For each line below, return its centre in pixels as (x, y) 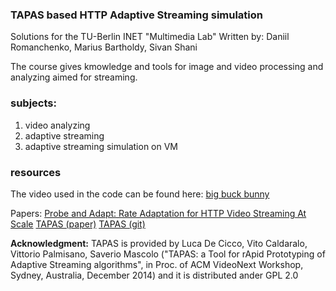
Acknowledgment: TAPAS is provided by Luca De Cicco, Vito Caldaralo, (159, 243)
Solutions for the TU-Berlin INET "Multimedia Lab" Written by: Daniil (150, 37)
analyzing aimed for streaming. (74, 77)
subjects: (33, 103)
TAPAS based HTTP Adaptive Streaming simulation (136, 15)
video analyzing (57, 125)
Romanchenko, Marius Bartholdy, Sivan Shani (104, 47)
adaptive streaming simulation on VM (101, 146)
